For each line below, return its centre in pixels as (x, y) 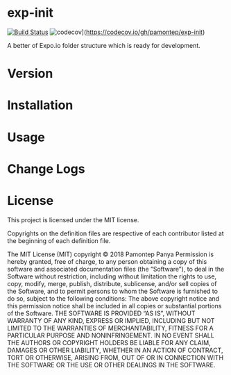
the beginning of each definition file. (59, 240)
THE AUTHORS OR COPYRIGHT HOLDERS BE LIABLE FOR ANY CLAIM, (109, 342)
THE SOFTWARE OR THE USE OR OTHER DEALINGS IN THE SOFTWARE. (111, 365)
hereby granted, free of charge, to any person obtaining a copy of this (107, 261)
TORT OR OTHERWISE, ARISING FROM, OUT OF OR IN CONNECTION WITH (115, 357)
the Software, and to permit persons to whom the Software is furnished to (113, 291)
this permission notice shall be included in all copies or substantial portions (114, 306)
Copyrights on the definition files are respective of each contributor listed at (115, 233)
